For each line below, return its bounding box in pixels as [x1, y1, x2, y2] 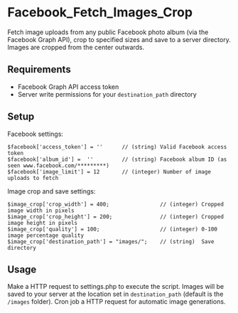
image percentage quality [7, 232, 84, 239]
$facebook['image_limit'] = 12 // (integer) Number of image [7, 168, 212, 175]
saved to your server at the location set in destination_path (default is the [7, 290, 224, 299]
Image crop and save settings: [7, 186, 96, 196]
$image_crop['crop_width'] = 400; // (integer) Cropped [7, 201, 224, 208]
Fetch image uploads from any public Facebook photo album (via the [7, 28, 209, 36]
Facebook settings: [7, 129, 64, 138]
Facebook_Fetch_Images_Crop [7, 4, 193, 21]
